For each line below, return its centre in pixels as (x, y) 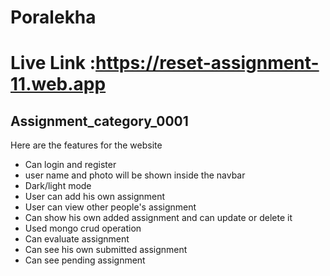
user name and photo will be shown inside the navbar (135, 175)
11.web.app (58, 84)
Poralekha (53, 17)
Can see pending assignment (85, 260)
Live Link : (53, 63)
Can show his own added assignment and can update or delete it (158, 218)
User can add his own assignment (95, 197)
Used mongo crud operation (83, 228)
